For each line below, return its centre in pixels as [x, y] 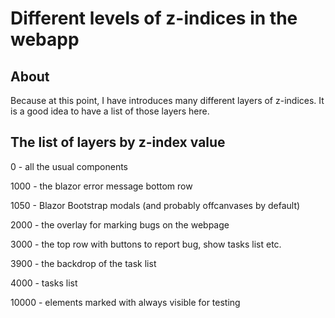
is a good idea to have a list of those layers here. [110, 111]
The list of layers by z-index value [118, 142]
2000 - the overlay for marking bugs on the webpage [120, 224]
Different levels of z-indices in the [154, 18]
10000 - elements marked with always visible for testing [125, 302]
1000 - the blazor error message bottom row [101, 186]
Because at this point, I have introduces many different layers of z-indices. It [167, 100]
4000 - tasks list [44, 283]
